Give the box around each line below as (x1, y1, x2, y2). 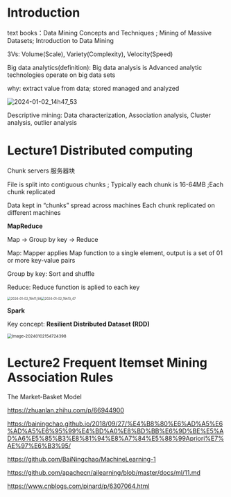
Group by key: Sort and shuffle (7, 269, 95, 278)
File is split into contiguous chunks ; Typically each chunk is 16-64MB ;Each (7, 180, 224, 189)
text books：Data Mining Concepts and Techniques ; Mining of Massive (7, 28, 212, 37)
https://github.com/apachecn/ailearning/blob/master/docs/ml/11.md (7, 468, 201, 476)
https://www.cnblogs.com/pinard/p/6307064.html (7, 482, 150, 490)
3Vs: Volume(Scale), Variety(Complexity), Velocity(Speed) (7, 50, 173, 58)
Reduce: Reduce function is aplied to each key (7, 283, 140, 291)
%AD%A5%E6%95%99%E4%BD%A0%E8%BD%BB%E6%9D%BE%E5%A (7, 426, 224, 435)
